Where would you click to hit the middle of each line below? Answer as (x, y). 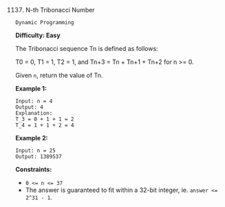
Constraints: (34, 169)
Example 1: (31, 88)
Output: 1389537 (39, 157)
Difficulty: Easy (38, 35)
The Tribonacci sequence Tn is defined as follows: (87, 48)
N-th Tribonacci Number (60, 10)
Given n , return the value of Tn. (59, 75)
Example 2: (32, 138)
